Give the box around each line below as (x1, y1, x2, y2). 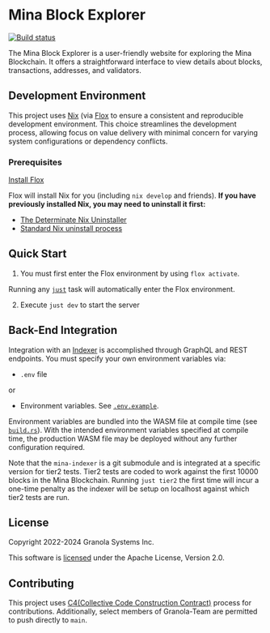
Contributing (8, 576, 74, 590)
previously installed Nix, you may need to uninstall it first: (8, 199, 206, 209)
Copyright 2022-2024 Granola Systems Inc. (8, 537, 154, 547)
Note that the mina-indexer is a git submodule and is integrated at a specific (8, 458, 261, 468)
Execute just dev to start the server (19, 300, 140, 310)
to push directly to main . (8, 615, 87, 625)
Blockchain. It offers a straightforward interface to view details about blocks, (8, 57, 263, 66)
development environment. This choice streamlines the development (8, 119, 237, 129)
